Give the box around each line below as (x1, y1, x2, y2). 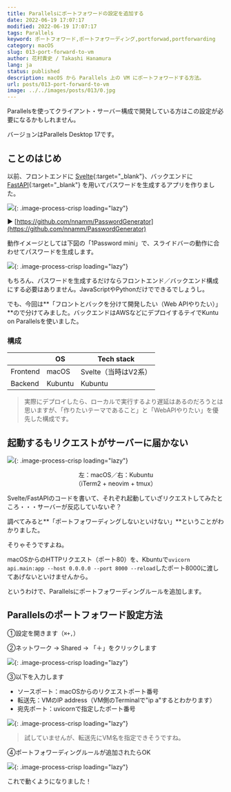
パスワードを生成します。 (25, 247, 98, 255)
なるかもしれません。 (19, 115, 80, 124)
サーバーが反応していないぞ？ (37, 503, 122, 511)
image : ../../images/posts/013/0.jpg (7, 87, 116, 94)
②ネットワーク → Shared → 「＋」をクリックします (7, 644, 157, 652)
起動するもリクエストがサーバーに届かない (7, 436, 188, 449)
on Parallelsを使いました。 (7, 317, 83, 325)
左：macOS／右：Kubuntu (78, 471, 154, 479)
